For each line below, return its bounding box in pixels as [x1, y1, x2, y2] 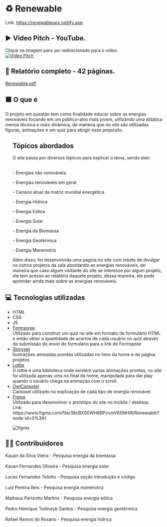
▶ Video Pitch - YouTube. [5, 34, 86, 42]
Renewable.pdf [5, 80, 36, 86]
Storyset [12, 346, 30, 352]
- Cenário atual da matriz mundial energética [12, 189, 105, 195]
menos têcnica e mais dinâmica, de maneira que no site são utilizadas [5, 122, 149, 128]
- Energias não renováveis [12, 170, 66, 176]
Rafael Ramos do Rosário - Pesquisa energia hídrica [5, 516, 112, 522]
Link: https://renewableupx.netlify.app [5, 19, 83, 25]
